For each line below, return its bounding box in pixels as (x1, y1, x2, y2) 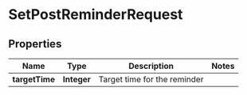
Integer (62, 74, 92, 85)
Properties (8, 37, 62, 51)
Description (128, 61, 174, 71)
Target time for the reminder (98, 74, 204, 85)
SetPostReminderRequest (8, 6, 183, 24)
